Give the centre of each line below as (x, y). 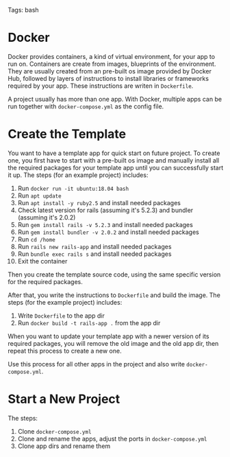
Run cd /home (36, 239)
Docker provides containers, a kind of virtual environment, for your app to (111, 56)
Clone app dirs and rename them (64, 446)
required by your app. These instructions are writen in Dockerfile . (101, 86)
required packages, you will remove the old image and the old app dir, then (113, 343)
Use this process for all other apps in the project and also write (97, 364)
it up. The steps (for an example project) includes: (78, 175)
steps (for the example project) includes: (65, 302)
